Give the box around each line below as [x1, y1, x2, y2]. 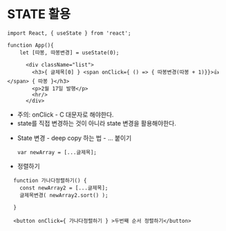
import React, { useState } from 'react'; [7, 29, 131, 37]
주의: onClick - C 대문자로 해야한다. [17, 110, 114, 119]
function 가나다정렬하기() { [13, 177, 87, 184]
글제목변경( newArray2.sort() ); [19, 191, 109, 198]
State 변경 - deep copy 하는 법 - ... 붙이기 [17, 133, 132, 142]
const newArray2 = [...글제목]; [19, 185, 109, 191]
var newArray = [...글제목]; [17, 148, 97, 156]
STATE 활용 [7, 6, 71, 22]
